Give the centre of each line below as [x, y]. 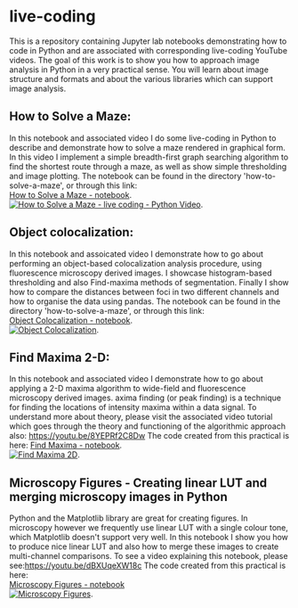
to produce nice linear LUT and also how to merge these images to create [144, 546]
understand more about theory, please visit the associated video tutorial [141, 417]
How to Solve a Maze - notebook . [70, 194]
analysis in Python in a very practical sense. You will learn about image [139, 70]
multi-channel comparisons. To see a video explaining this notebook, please [149, 556]
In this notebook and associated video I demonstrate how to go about [137, 379]
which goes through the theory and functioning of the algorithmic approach [148, 426]
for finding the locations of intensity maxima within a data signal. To [133, 407]
